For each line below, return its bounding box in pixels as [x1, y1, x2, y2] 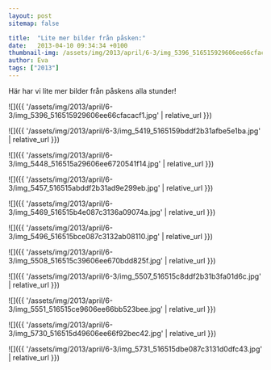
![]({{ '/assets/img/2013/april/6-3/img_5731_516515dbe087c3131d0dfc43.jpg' [8, 344, 263, 354]
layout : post [8, 11, 52, 20]
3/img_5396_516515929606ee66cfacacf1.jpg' [8, 110, 160, 120]
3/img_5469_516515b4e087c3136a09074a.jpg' [8, 207, 163, 217]
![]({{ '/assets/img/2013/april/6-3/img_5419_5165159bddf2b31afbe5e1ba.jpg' [8, 126, 261, 136]
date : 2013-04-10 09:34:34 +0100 [8, 41, 128, 49]
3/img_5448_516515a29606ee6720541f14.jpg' [8, 158, 161, 168]
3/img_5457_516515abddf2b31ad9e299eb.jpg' [8, 183, 161, 192]
